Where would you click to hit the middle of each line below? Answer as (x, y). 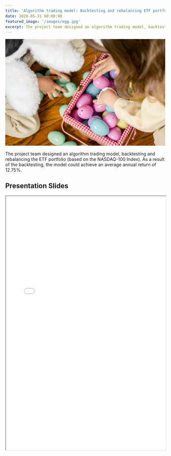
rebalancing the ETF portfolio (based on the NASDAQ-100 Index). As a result (85, 159)
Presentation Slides (37, 186)
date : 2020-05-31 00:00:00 (34, 16)
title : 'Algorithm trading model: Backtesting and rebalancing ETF (78, 11)
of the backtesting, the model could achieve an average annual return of (81, 165)
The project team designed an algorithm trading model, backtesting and (80, 154)
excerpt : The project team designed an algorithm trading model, (76, 27)
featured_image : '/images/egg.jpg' (43, 21)
